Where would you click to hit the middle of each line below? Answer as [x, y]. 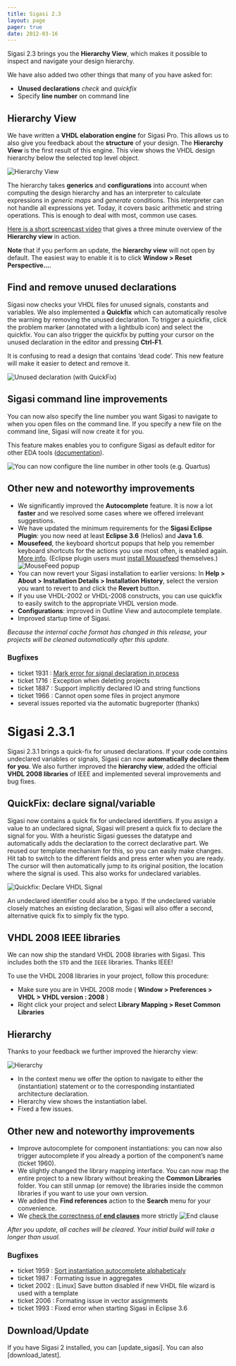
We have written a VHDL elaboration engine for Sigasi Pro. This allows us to [118, 136]
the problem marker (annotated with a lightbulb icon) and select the [105, 327]
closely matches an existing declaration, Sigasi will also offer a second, [110, 908]
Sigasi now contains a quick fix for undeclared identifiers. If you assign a [113, 820]
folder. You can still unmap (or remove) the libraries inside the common [120, 1186]
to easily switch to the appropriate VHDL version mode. [98, 603]
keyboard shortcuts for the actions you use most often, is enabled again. [123, 550]
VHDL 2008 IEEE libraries [64, 938]
